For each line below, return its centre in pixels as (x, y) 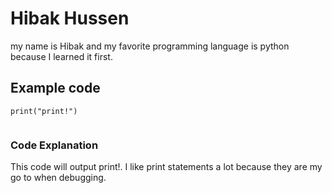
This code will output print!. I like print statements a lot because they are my (166, 167)
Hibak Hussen (70, 18)
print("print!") (44, 111)
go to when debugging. (58, 178)
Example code (55, 88)
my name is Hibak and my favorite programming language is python (150, 46)
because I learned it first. (61, 56)
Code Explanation (54, 145)
